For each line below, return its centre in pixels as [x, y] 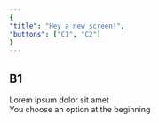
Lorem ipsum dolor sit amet [59, 100]
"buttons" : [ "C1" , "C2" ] [55, 34]
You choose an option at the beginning [80, 110]
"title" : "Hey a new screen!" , [67, 26]
